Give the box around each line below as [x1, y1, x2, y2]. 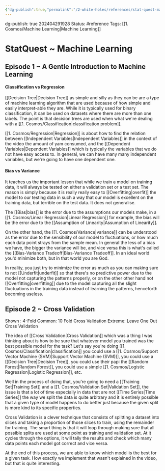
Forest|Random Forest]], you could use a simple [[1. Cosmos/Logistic [5, 364, 145, 370]
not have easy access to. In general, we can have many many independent [5, 151, 156, 157]
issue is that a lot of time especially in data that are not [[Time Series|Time [5, 389, 156, 395]
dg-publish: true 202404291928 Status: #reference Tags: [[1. [5, 21, 129, 27]
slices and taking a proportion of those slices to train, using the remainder [5, 419, 155, 425]
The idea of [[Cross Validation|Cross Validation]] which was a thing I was [5, 332, 153, 339]
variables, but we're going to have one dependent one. [5, 157, 116, 163]
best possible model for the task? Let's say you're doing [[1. [5, 343, 126, 349]
